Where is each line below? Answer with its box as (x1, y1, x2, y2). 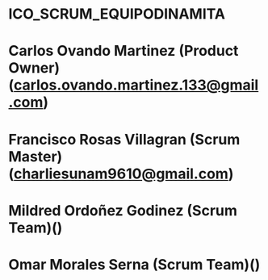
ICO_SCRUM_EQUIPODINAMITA (8, 5, 226, 23)
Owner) (8, 59, 61, 77)
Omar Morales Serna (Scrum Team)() (8, 255, 261, 274)
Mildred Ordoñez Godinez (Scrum (8, 201, 238, 219)
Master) (8, 147, 63, 165)
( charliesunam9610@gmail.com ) (8, 165, 234, 182)
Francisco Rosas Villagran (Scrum (8, 130, 241, 148)
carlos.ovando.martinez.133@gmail (13, 76, 259, 94)
